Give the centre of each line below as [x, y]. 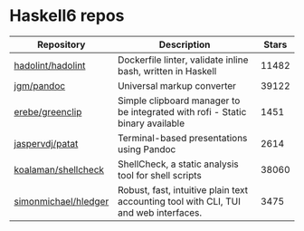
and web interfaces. [160, 212]
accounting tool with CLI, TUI [179, 201]
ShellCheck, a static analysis [178, 164]
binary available [151, 123]
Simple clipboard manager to [179, 101]
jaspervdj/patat [46, 143]
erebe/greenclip [48, 111]
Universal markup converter [177, 85]
